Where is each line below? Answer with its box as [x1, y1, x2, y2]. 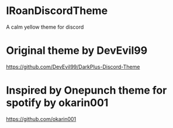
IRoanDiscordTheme [6, 4, 108, 18]
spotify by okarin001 [6, 96, 109, 109]
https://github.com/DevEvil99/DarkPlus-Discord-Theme [6, 63, 140, 70]
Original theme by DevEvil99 [6, 44, 148, 57]
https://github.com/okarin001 [6, 115, 77, 122]
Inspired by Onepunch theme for [6, 84, 167, 97]
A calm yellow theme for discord [6, 23, 84, 30]
